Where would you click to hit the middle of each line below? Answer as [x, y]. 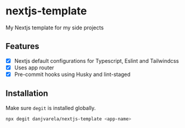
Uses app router [34, 68]
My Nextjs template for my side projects [55, 28]
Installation [27, 94]
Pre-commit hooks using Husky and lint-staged [72, 74]
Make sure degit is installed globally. [51, 108]
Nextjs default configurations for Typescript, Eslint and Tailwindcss [97, 60]
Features [22, 46]
